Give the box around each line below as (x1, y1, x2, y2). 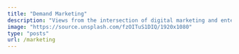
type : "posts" (7, 29, 50, 37)
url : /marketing (7, 36, 55, 43)
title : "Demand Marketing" (7, 10, 87, 18)
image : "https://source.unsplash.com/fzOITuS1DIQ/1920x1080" (7, 23, 193, 30)
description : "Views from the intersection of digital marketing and (7, 17, 218, 24)
